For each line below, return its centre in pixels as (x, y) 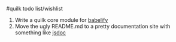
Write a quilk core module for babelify (61, 20)
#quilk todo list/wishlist (34, 9)
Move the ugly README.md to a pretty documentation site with (92, 26)
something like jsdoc (40, 33)
